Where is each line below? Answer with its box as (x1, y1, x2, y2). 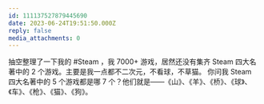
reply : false (8, 26, 52, 34)
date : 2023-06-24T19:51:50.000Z (8, 19, 116, 27)
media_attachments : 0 (8, 34, 81, 42)
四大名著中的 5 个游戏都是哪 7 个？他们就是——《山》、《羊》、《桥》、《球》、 (8, 77, 252, 86)
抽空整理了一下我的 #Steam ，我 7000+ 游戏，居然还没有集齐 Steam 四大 (8, 57, 250, 66)
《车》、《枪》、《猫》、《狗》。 (8, 87, 93, 97)
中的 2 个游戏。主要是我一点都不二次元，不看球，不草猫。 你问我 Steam (14, 67, 252, 77)
